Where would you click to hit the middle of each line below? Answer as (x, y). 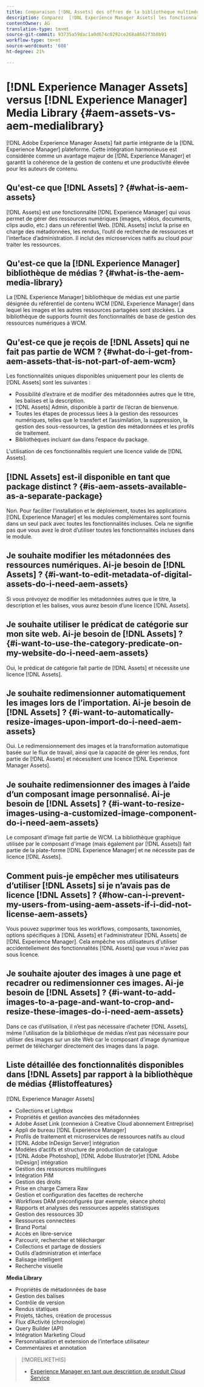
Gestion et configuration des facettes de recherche (79, 1195)
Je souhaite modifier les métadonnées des (89, 556)
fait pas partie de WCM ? (54, 352)
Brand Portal (31, 1227)
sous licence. (23, 955)
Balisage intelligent (39, 1259)
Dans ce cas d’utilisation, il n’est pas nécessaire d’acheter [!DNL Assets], (97, 1026)
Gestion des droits (38, 1182)
